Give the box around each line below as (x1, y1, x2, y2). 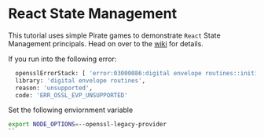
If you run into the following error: (8, 54, 117, 64)
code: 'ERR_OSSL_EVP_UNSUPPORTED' (15, 91, 128, 99)
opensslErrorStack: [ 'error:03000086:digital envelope (15, 69, 202, 77)
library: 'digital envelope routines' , (15, 76, 146, 85)
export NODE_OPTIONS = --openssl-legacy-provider (8, 121, 167, 129)
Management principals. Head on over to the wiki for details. (8, 38, 204, 48)
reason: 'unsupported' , (15, 84, 93, 92)
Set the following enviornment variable (8, 105, 134, 114)
